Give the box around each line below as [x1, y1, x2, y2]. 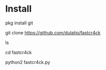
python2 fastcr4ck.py [5, 59, 51, 65]
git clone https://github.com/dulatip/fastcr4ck [5, 29, 100, 36]
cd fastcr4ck [5, 49, 32, 55]
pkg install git [5, 20, 33, 26]
